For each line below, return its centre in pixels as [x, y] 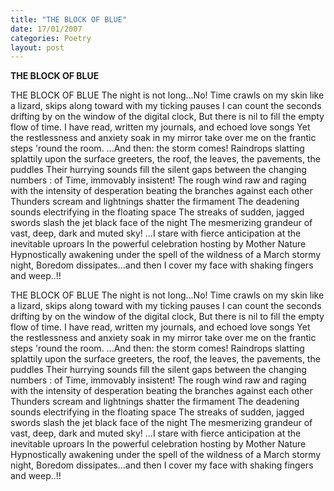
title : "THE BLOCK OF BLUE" [69, 19]
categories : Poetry [51, 38]
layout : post [37, 47]
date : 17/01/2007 [46, 29]
